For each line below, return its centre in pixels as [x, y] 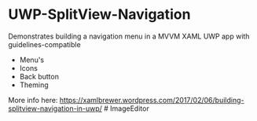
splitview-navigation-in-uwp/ [55, 108]
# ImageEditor [126, 108]
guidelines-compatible [44, 44]
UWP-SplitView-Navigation [99, 15]
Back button [39, 76]
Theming [34, 85]
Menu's [32, 60]
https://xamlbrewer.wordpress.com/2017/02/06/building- [152, 100]
